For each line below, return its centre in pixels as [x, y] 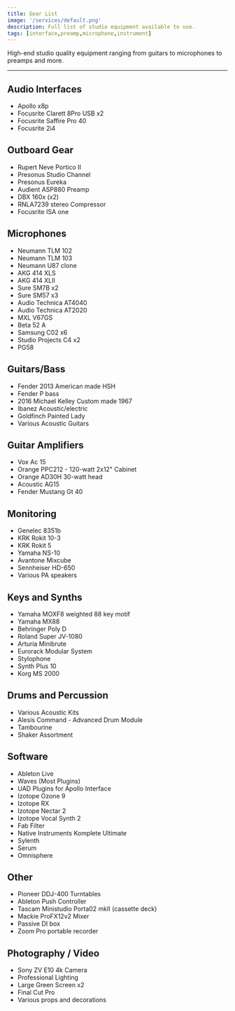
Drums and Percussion [58, 696]
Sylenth [28, 840]
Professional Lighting [48, 977]
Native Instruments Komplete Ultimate [72, 833]
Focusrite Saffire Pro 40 [52, 121]
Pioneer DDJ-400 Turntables [59, 894]
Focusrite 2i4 [36, 128]
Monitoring [32, 514]
